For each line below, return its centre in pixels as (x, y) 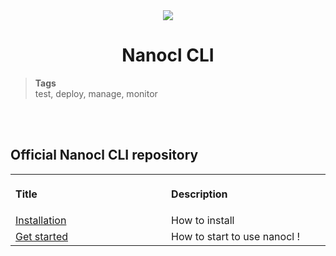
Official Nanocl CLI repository (104, 155)
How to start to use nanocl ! (236, 236)
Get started (42, 236)
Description (199, 194)
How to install (203, 220)
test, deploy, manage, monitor (96, 93)
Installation (41, 220)
